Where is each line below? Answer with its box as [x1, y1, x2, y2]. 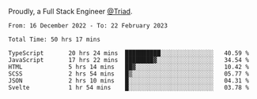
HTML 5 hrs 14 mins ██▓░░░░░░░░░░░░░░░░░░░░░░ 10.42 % [8, 63, 249, 71]
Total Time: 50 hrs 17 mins [8, 35, 101, 43]
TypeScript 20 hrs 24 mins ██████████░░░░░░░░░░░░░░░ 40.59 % [8, 49, 249, 57]
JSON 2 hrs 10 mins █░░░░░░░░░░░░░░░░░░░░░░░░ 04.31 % [8, 77, 249, 85]
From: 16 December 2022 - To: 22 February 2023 [8, 22, 168, 30]
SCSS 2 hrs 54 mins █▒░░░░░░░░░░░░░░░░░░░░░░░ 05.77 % [8, 70, 249, 78]
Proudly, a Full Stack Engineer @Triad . [8, 7, 133, 16]
